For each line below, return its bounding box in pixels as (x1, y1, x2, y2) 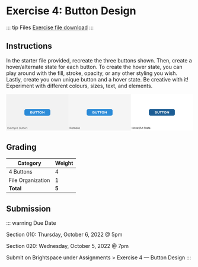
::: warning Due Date (6, 219, 56, 227)
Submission (6, 203, 52, 213)
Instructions (6, 41, 52, 51)
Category (17, 159, 41, 167)
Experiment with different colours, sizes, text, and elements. (6, 82, 153, 89)
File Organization (8, 177, 50, 184)
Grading (6, 142, 37, 152)
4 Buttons (8, 168, 33, 175)
